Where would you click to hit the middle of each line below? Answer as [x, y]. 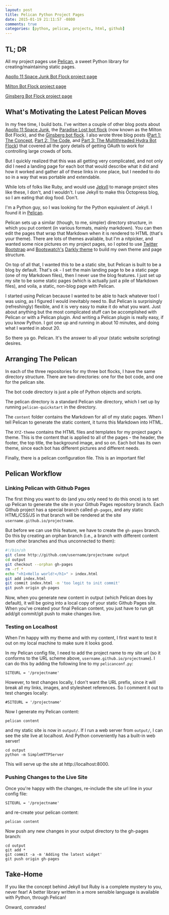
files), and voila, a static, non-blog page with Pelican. [60, 286]
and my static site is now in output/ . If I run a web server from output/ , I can [84, 730]
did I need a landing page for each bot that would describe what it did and [82, 166]
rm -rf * [14, 569]
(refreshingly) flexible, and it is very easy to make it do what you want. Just [83, 306]
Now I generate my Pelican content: [42, 712]
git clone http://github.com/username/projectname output [67, 555]
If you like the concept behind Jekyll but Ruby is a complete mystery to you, [84, 886]
